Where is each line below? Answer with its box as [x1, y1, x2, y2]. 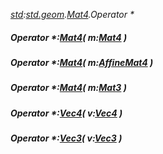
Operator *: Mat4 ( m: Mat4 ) [10, 31, 128, 43]
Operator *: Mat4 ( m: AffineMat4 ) [10, 56, 154, 68]
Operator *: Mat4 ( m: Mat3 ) [10, 82, 127, 94]
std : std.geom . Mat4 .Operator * [10, 9, 135, 20]
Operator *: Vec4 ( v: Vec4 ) [10, 107, 123, 119]
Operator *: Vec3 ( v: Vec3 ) [10, 132, 123, 144]
